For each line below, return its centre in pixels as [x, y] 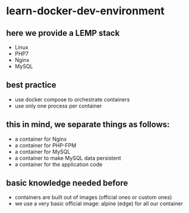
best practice [31, 85]
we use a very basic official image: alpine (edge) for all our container [99, 203]
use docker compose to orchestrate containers [72, 99]
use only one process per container [58, 106]
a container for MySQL [42, 152]
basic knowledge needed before [67, 183]
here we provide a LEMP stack [63, 33]
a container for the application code [59, 164]
